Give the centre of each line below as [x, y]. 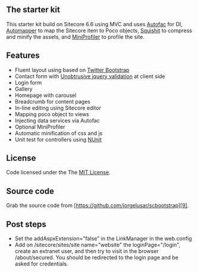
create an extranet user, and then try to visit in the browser [87, 251]
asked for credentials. [41, 264]
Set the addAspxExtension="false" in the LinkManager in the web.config [103, 239]
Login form [28, 82]
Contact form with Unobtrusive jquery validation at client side [90, 76]
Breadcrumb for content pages [53, 101]
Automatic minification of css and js [59, 133]
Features [23, 56]
